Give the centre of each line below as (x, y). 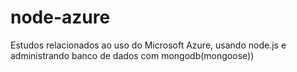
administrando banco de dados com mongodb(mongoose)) (132, 55)
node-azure (60, 17)
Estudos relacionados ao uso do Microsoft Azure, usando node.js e (148, 45)
